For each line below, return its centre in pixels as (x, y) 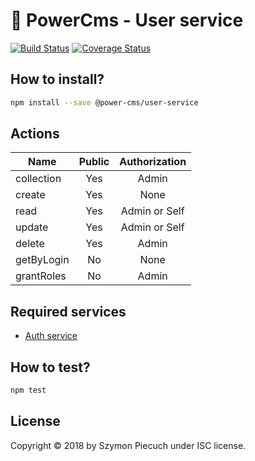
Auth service (51, 336)
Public (94, 162)
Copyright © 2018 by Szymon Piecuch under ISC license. (128, 445)
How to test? (50, 367)
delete (30, 244)
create (30, 195)
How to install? (57, 79)
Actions (35, 134)
